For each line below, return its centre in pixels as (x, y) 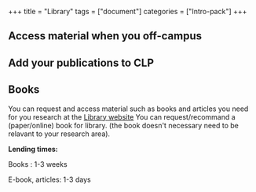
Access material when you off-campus (105, 36)
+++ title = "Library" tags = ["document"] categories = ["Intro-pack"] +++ (128, 11)
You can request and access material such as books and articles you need (128, 109)
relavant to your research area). (59, 134)
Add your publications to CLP (81, 63)
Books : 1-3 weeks (38, 164)
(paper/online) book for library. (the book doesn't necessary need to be (124, 125)
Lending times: (33, 149)
